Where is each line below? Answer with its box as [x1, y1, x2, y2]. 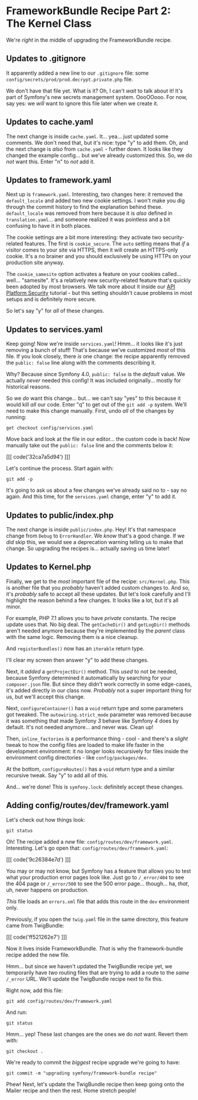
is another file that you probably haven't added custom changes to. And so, [6, 584, 190, 591]
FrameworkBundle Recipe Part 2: [6, 4, 171, 18]
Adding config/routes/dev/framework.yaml [6, 800, 169, 810]
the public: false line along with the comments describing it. [6, 359, 156, 366]
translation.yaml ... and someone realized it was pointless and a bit [6, 216, 170, 223]
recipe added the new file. [6, 951, 70, 958]
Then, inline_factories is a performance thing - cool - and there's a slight [6, 735, 188, 742]
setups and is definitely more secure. [6, 295, 96, 303]
